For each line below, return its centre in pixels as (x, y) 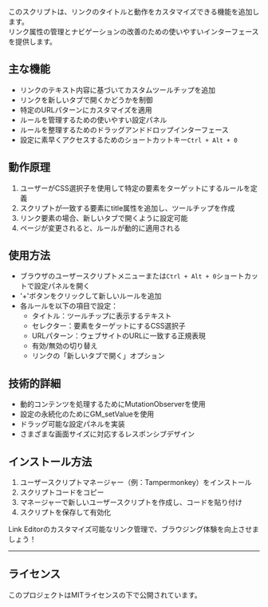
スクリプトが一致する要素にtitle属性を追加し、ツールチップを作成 (127, 208)
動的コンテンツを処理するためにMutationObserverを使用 (112, 404)
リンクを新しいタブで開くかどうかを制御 (86, 100)
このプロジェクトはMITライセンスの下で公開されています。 (105, 595)
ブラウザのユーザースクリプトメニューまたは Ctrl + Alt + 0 (118, 276)
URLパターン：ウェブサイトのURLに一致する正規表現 (118, 336)
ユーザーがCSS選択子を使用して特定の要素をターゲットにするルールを (135, 188)
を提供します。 (33, 41)
